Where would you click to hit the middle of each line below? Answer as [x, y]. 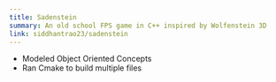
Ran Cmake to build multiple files [82, 68]
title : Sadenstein [43, 17]
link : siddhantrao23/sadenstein [69, 34]
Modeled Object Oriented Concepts [87, 59]
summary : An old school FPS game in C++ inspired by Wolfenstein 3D [138, 26]
